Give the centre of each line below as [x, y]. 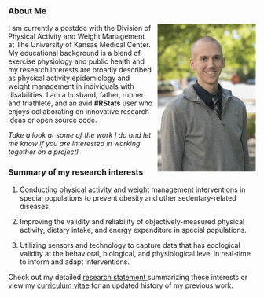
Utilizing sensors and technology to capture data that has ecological [130, 245]
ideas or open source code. [53, 120]
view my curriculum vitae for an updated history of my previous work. [121, 285]
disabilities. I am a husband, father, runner [76, 95]
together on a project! [43, 152]
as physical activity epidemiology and [69, 78]
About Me [27, 11]
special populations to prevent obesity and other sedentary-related [128, 197]
